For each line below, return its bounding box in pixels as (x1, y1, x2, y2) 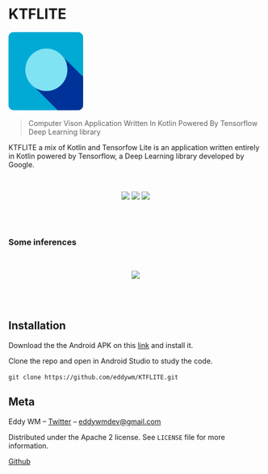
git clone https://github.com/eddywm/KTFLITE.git (8, 373, 179, 381)
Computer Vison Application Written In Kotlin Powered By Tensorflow (27, 118, 258, 128)
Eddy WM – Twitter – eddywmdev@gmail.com (8, 417, 161, 426)
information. (8, 441, 49, 451)
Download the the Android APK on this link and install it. (8, 340, 194, 350)
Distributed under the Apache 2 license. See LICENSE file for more (8, 432, 226, 442)
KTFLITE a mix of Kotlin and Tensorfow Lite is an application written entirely (8, 142, 260, 152)
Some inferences (8, 236, 77, 247)
